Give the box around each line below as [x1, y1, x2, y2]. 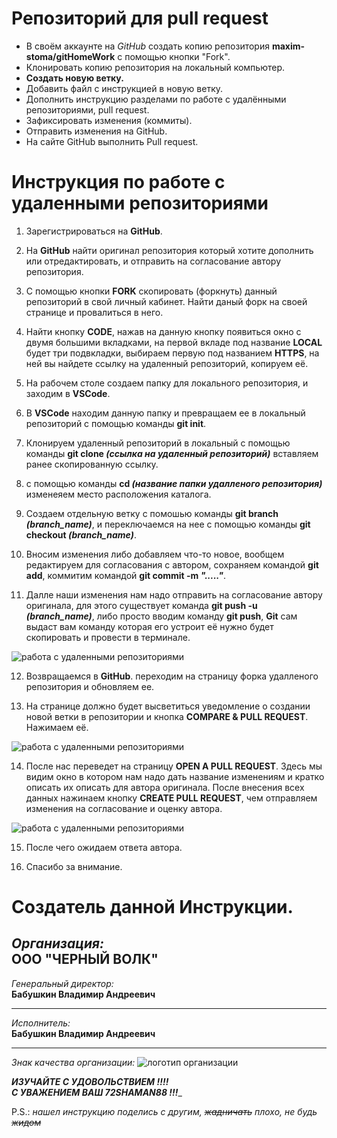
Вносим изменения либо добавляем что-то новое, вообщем [25, 548, 285, 560]
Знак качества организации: [11, 1056, 136, 1068]
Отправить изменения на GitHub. [25, 125, 168, 137]
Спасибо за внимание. [25, 860, 123, 872]
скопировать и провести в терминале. [25, 631, 191, 643]
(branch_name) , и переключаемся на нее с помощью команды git [25, 518, 311, 530]
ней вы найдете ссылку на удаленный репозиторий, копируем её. [25, 357, 309, 369]
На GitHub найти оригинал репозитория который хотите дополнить [25, 244, 314, 256]
